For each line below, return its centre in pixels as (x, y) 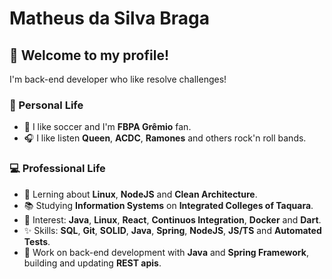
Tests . (37, 241)
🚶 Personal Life (46, 105)
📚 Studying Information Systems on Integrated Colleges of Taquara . (168, 205)
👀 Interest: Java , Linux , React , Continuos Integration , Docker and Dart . (172, 219)
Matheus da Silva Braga (110, 18)
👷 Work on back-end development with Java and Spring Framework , (166, 252)
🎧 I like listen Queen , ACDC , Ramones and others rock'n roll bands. (165, 138)
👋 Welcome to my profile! (89, 55)
